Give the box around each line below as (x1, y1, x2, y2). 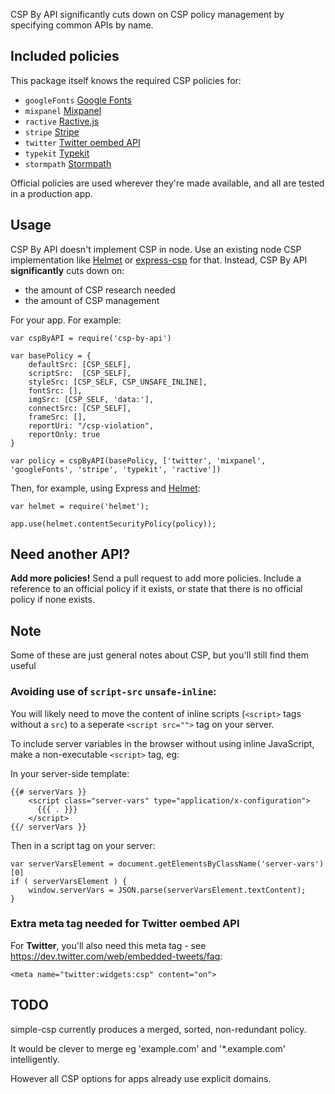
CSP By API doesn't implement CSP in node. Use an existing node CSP (10, 243, 302, 255)
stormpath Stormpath (24, 157, 112, 169)
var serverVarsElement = (10, 859, 114, 869)
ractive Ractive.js (24, 115, 100, 127)
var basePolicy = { (10, 350, 92, 361)
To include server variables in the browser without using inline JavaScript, (10, 737, 315, 749)
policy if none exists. (10, 594, 95, 606)
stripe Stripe (24, 125, 80, 138)
